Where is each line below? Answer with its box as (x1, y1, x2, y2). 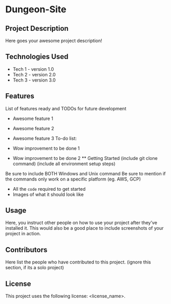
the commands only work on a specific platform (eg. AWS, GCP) (5, 176, 141, 182)
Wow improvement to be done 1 (12, 145, 80, 151)
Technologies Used (5, 52, 68, 61)
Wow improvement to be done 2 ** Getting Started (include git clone (12, 155, 158, 161)
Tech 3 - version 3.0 (12, 77, 56, 83)
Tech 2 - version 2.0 (12, 71, 56, 77)
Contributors (5, 245, 48, 254)
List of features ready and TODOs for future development (5, 105, 127, 111)
